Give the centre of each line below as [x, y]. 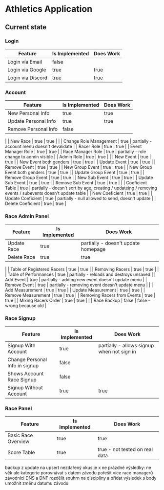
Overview [19, 442]
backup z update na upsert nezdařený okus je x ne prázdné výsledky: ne [78, 468]
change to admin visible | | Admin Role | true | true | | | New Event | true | [78, 157]
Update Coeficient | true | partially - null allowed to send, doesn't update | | [81, 199]
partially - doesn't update [110, 243]
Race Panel [19, 408]
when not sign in [117, 352]
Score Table [21, 452]
